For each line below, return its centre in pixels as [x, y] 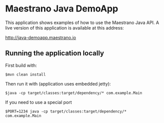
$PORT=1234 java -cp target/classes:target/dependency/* [66, 111]
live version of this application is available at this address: [65, 27]
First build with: [21, 65]
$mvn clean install [26, 74]
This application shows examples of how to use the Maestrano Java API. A [82, 22]
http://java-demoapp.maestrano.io [41, 37]
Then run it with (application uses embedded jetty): [58, 83]
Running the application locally [55, 53]
